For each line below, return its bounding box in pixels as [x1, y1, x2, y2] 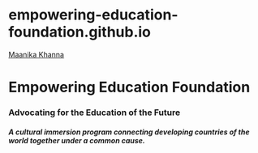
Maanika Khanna [8, 49, 65, 59]
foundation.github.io [8, 23, 152, 41]
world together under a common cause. [8, 135, 146, 145]
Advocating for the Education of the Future [8, 107, 181, 118]
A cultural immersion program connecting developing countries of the [8, 127, 250, 137]
